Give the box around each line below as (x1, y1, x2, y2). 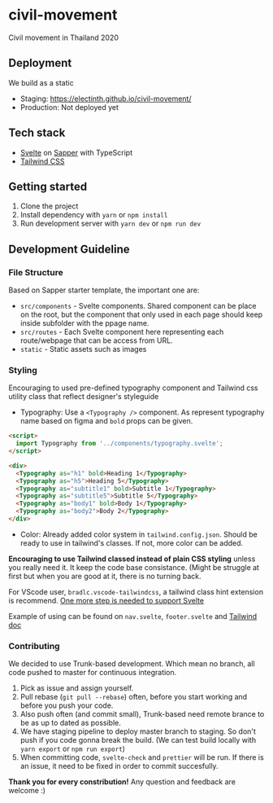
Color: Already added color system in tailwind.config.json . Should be (19, 529, 258, 539)
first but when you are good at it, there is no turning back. (8, 571, 201, 581)
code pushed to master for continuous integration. (8, 668, 177, 678)
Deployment (8, 56, 72, 70)
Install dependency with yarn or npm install (19, 210, 168, 220)
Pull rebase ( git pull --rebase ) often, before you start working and (19, 692, 248, 702)
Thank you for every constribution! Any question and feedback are (8, 777, 236, 787)
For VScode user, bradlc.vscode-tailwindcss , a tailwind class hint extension (8, 586, 264, 596)
